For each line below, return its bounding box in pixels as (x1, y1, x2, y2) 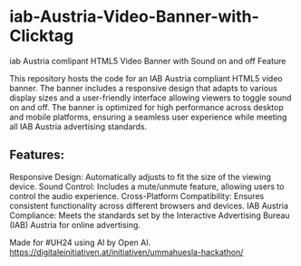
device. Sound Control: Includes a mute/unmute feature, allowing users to (9, 181, 285, 192)
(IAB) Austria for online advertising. (9, 219, 141, 230)
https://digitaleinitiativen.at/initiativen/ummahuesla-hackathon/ (9, 246, 244, 257)
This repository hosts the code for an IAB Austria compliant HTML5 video (9, 72, 283, 83)
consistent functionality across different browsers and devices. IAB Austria (9, 200, 288, 211)
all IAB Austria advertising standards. (9, 120, 148, 132)
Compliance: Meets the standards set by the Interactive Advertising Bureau (9, 210, 290, 221)
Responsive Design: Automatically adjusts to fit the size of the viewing (9, 171, 272, 182)
